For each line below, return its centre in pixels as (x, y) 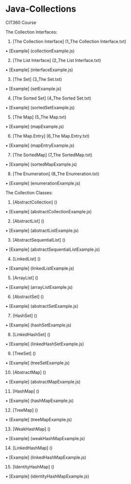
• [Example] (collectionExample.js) (40, 51)
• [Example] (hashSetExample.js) (39, 325)
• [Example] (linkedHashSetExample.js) (45, 344)
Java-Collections (41, 9)
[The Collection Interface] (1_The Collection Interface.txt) (69, 41)
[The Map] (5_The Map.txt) (39, 117)
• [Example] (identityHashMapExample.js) (47, 476)
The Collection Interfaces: (32, 32)
